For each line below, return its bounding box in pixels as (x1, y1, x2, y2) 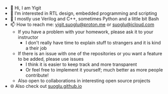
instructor (17, 34, 38, 40)
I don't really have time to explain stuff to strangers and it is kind (25, 40, 161, 45)
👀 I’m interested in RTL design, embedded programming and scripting (10, 10, 157, 16)
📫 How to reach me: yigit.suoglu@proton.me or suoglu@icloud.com (10, 21, 155, 28)
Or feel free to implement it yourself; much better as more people (25, 67, 163, 73)
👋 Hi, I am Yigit (10, 5, 41, 11)
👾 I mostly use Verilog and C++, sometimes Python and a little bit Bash (10, 16, 159, 21)
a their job (25, 45, 47, 51)
